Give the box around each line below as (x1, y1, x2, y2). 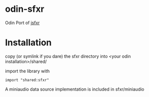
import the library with (5, 68, 50, 74)
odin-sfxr (5, 3, 45, 15)
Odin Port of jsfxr (5, 20, 40, 26)
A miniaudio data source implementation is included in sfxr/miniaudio (5, 86, 145, 92)
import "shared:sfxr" (5, 77, 50, 82)
